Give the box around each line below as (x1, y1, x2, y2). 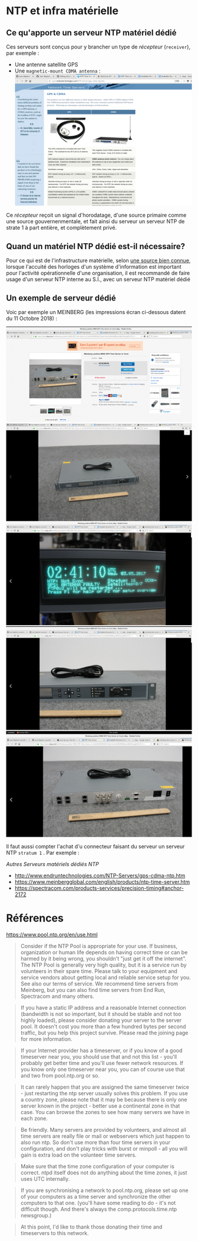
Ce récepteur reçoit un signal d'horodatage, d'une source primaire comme (6, 211, 187, 219)
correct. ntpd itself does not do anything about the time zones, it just (20, 1169, 187, 1176)
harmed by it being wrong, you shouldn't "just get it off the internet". (20, 955, 187, 962)
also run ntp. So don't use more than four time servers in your (20, 1139, 171, 1146)
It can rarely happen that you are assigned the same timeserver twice (20, 1083, 190, 1090)
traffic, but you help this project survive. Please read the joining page (20, 1029, 189, 1037)
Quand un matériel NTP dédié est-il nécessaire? (6, 241, 186, 252)
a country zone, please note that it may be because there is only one (20, 1096, 187, 1103)
